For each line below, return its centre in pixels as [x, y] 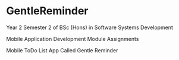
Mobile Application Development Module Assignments [73, 39]
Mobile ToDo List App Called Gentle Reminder [62, 50]
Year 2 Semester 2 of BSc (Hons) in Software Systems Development [90, 27]
